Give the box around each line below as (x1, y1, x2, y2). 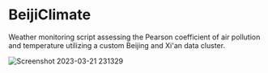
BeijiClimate (8, 6, 91, 24)
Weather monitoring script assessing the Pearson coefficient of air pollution (8, 32, 261, 42)
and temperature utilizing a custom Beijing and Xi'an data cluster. (8, 40, 225, 50)
